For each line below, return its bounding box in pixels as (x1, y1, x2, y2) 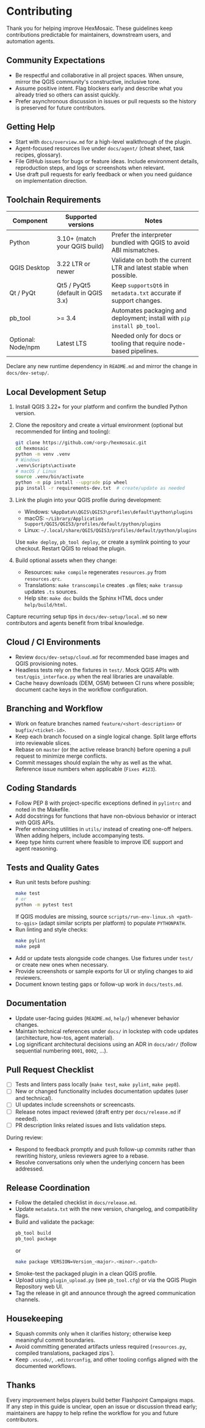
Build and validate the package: (15, 1218, 95, 1226)
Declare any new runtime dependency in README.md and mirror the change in (6, 363, 198, 370)
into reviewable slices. (15, 739, 71, 747)
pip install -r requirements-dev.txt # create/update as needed (15, 485, 185, 492)
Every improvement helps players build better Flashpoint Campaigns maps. (6, 1396, 195, 1404)
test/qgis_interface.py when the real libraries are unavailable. (15, 673, 174, 680)
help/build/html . (24, 601, 68, 609)
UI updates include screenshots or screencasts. (15, 1101, 135, 1108)
